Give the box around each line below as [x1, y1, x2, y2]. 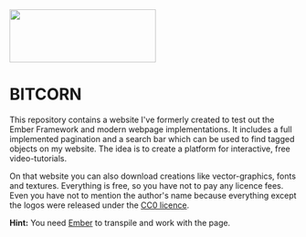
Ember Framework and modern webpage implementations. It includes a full [9, 123, 292, 135]
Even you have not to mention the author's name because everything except [9, 190, 297, 201]
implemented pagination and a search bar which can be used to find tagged [9, 133, 295, 144]
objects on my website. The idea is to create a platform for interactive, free [9, 143, 290, 154]
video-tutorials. [9, 152, 67, 163]
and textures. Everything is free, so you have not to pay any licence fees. [9, 180, 284, 191]
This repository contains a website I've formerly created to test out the [9, 114, 275, 125]
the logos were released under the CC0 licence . [9, 200, 190, 211]
